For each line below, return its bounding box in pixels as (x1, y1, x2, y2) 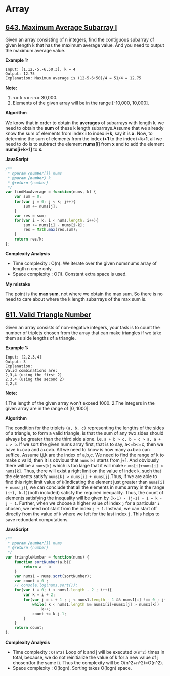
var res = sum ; (14, 213, 47, 218)
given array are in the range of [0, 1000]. (5, 405, 90, 411)
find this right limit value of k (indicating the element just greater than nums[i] (5, 479, 165, 485)
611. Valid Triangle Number (5, 311, 91, 320)
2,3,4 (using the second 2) (5, 377, 65, 382)
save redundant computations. (5, 516, 69, 522)
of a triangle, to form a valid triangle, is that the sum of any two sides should (5, 430, 164, 436)
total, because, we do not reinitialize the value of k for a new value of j (12, 654, 159, 661)
